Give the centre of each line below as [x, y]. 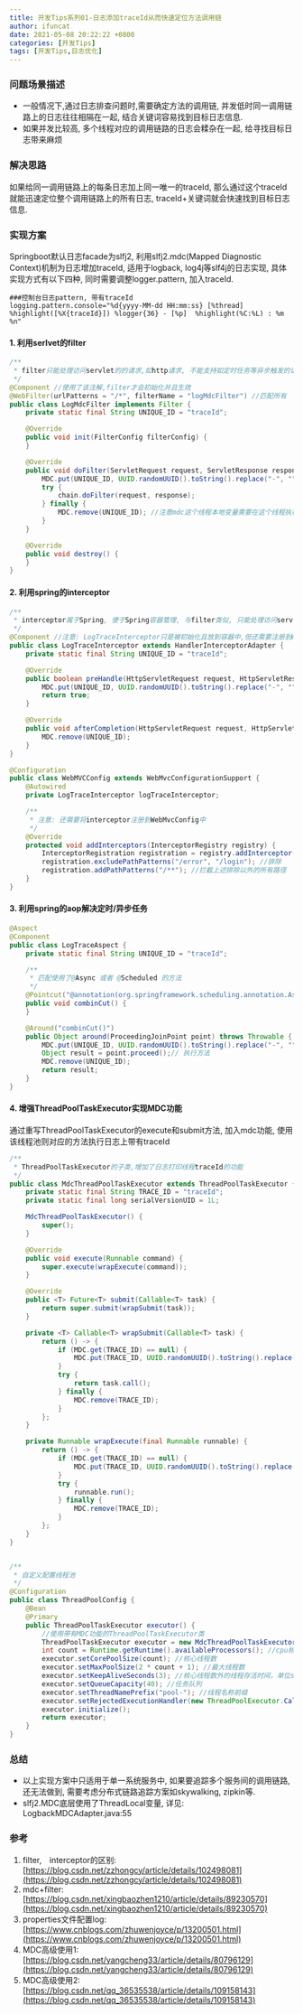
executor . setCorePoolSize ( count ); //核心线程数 [129, 1659]
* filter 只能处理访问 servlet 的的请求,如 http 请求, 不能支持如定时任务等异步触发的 [151, 371]
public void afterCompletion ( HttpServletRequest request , [137, 729]
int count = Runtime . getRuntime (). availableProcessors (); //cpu [165, 1650]
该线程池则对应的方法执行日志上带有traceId [90, 1141]
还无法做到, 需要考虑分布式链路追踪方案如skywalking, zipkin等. [139, 1792]
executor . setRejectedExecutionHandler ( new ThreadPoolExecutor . [163, 1701]
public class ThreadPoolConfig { [72, 1600]
